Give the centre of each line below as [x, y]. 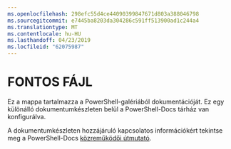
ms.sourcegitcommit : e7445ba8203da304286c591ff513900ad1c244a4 [103, 21]
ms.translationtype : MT [43, 27]
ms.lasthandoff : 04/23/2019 [49, 40]
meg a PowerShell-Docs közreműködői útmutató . [79, 138]
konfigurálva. [27, 116]
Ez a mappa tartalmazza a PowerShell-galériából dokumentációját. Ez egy [116, 101]
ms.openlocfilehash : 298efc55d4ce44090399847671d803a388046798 [103, 14]
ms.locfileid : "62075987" [46, 47]
